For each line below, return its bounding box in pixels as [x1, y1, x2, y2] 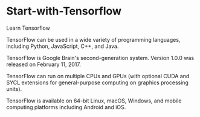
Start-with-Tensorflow [6, 4, 122, 18]
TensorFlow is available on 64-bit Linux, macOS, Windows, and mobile [6, 97, 182, 104]
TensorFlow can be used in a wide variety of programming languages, [6, 36, 181, 43]
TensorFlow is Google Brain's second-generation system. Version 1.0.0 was [6, 54, 195, 61]
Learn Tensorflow [6, 24, 50, 32]
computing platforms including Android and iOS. [6, 103, 126, 110]
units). [6, 85, 22, 92]
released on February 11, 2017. [6, 61, 82, 68]
